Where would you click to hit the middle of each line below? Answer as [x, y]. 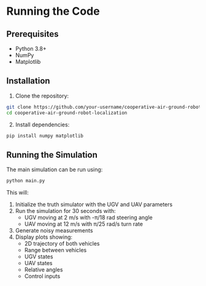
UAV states [38, 263]
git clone [19, 107]
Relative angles [44, 270]
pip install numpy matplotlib [45, 136]
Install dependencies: [42, 125]
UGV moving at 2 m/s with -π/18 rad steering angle [89, 218]
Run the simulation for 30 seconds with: [66, 211]
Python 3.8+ [31, 48]
